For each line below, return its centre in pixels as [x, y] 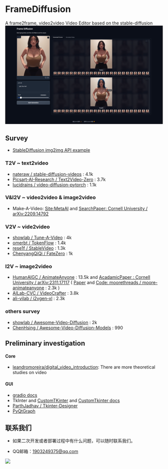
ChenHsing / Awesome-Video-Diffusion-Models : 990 [68, 328]
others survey [22, 312]
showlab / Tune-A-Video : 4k [42, 238]
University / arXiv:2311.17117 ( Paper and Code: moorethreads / [77, 283]
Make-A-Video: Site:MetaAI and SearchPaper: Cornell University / [80, 208]
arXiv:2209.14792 [30, 214]
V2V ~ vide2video [27, 227]
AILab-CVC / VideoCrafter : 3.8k [45, 293]
